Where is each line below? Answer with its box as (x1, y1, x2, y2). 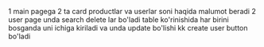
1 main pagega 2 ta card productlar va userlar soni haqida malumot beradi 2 (8, 7, 256, 16)
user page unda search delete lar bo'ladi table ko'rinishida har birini (8, 15, 229, 24)
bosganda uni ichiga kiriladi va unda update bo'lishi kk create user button (8, 23, 248, 32)
